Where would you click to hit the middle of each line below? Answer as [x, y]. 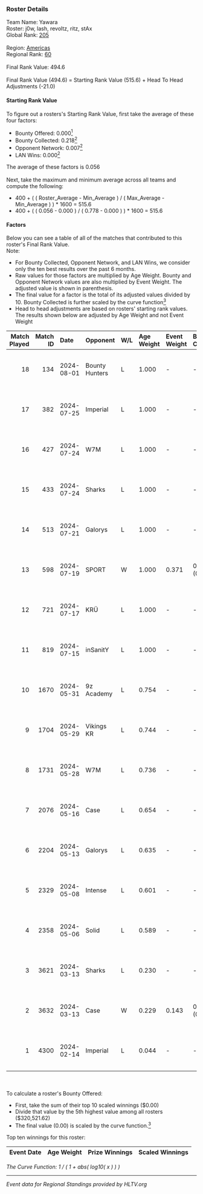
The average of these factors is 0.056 [53, 167]
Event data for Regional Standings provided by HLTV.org [77, 1184]
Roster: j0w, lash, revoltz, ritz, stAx [49, 28]
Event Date [25, 1152]
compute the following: [35, 186]
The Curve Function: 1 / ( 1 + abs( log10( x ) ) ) [63, 1167]
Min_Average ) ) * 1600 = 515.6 [53, 204]
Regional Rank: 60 [29, 54]
